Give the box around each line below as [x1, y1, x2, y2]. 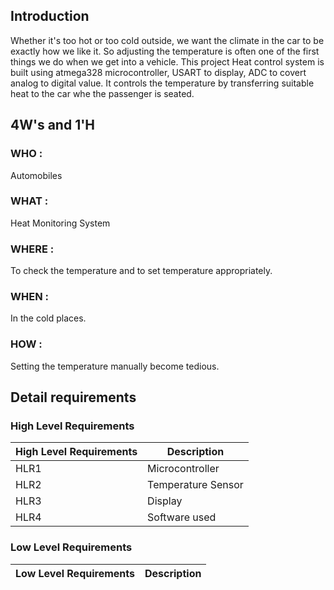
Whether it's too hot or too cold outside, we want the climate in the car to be [10, 34, 325, 46]
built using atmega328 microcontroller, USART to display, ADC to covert [10, 66, 307, 78]
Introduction [10, 8, 90, 25]
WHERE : [10, 242, 55, 256]
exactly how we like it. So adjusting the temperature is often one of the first [10, 45, 320, 57]
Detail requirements [10, 389, 137, 406]
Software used [147, 510, 217, 524]
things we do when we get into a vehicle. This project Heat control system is [10, 55, 325, 68]
